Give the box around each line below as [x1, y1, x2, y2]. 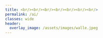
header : [5, 21, 21, 26]
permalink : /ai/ [5, 12, 38, 17]
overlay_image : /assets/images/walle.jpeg [9, 26, 98, 31]
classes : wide [5, 16, 34, 21]
